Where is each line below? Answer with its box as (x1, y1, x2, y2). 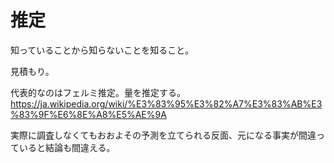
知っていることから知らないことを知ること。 (10, 44, 195, 56)
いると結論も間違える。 (18, 141, 116, 153)
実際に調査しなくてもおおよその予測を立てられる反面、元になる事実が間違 (10, 129, 317, 141)
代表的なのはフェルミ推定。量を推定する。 (10, 86, 186, 98)
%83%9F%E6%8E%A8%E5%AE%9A (10, 108, 167, 120)
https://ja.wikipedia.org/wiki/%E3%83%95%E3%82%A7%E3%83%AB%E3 (10, 97, 323, 110)
